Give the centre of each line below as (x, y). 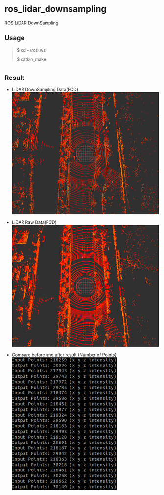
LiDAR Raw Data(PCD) (34, 222)
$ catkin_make (31, 59)
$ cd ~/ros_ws (31, 50)
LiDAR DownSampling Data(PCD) (45, 90)
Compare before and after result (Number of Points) (64, 355)
